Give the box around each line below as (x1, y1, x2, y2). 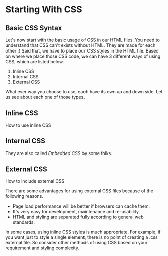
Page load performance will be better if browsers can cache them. (12, 203, 150, 209)
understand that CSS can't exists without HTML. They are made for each (5, 42, 156, 48)
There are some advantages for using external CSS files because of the (5, 188, 153, 194)
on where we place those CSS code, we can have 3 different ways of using (5, 53, 161, 59)
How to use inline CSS (5, 122, 51, 128)
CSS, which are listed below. (5, 59, 64, 64)
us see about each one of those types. (5, 94, 86, 100)
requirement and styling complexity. (5, 245, 79, 251)
